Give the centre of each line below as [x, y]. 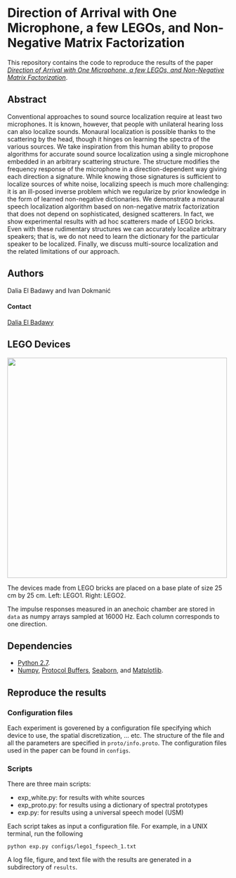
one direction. [27, 624]
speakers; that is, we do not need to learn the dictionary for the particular [113, 236]
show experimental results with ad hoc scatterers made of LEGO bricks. [111, 221]
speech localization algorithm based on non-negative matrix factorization [113, 206]
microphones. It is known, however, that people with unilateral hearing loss [115, 124]
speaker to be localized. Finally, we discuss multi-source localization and [113, 244]
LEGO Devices [39, 344]
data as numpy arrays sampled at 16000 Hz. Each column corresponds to [113, 616]
